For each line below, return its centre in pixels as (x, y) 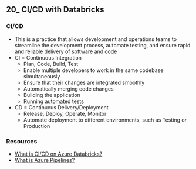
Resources (22, 141)
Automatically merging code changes (68, 89)
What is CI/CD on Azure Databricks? (58, 154)
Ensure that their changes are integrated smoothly (84, 82)
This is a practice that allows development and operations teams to (96, 39)
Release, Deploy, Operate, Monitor (65, 113)
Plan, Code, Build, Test (51, 64)
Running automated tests (53, 101)
